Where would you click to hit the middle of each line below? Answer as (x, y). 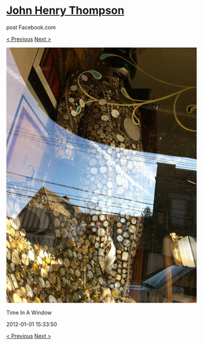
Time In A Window (29, 312)
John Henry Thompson (66, 11)
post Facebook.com (31, 27)
